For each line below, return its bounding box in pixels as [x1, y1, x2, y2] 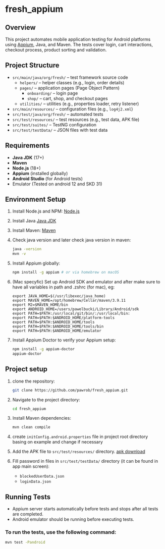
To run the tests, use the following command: [5, 529, 116, 536]
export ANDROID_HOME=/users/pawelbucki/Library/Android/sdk [12, 307, 139, 312]
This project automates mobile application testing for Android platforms [5, 36, 151, 42]
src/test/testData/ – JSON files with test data [12, 127, 108, 133]
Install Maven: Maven [12, 227, 56, 233]
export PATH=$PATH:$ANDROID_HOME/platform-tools [12, 316, 115, 321]
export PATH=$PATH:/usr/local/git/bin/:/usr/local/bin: [12, 311, 130, 316]
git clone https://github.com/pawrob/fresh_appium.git [12, 387, 128, 392]
